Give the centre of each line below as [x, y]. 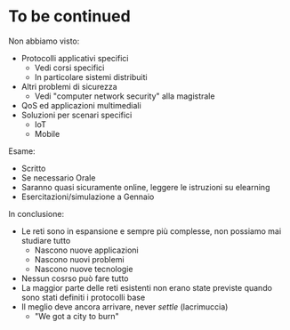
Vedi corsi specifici [69, 68]
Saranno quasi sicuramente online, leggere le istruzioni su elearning [145, 187]
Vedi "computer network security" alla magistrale [125, 96]
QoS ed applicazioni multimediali [81, 105]
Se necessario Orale [58, 177]
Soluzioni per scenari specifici [77, 115]
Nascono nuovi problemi [80, 259]
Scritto [33, 168]
